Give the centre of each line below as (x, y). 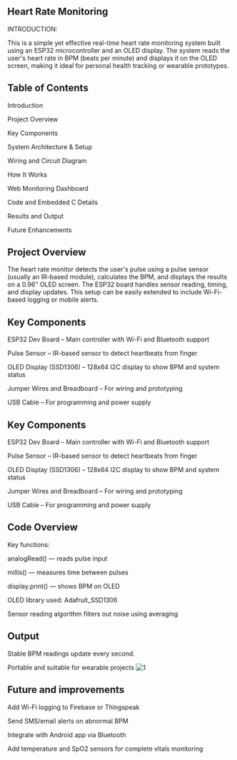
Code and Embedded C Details (53, 202)
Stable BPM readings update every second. (71, 654)
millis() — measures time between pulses (68, 572)
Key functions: (29, 544)
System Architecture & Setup (50, 146)
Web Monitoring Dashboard (48, 188)
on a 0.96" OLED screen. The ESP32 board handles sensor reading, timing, (118, 284)
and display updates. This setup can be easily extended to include (105, 292)
